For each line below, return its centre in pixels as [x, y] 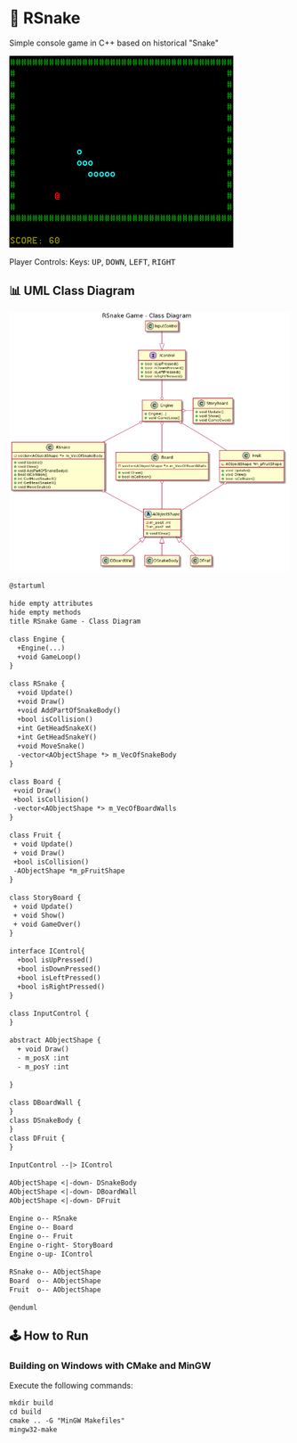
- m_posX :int [43, 1058]
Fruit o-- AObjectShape [55, 1290]
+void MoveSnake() [52, 746]
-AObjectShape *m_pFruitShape [69, 871]
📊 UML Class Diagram [72, 291]
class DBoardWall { [45, 1103]
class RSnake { [37, 684]
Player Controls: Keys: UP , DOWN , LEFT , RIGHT [92, 261]
